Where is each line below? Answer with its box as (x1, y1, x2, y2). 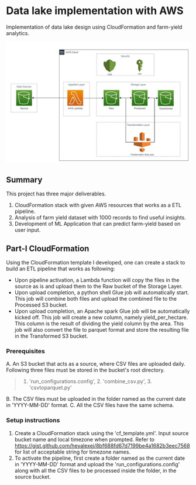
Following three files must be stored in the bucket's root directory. (6, 367, 165, 374)
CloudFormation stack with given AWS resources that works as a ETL (14, 202, 182, 209)
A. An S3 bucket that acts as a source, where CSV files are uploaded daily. (6, 360, 185, 367)
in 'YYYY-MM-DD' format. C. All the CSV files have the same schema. (6, 402, 174, 409)
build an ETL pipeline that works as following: (6, 265, 115, 272)
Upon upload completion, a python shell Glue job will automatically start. (14, 288, 189, 296)
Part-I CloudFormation (6, 243, 90, 253)
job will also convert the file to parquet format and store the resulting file (14, 326, 189, 333)
